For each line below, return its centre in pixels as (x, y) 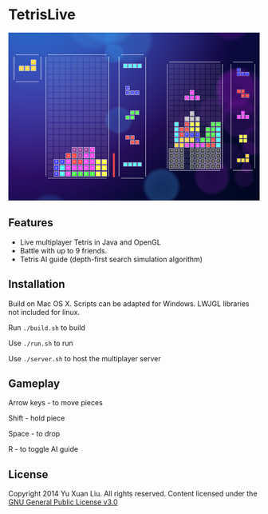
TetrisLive (42, 15)
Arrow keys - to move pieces (56, 403)
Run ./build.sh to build (47, 327)
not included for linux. (44, 312)
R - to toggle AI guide (43, 449)
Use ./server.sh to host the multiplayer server (85, 358)
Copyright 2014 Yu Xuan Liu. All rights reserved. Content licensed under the (133, 494)
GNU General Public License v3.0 (63, 502)
